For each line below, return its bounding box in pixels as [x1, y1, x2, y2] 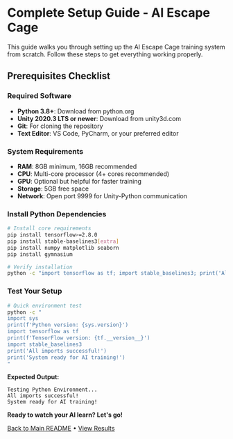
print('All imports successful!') [7, 347, 107, 354]
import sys [7, 315, 39, 322]
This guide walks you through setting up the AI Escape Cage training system [7, 42, 225, 51]
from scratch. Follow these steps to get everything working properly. [7, 50, 203, 58]
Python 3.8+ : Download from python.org [17, 106, 135, 115]
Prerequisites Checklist [7, 70, 111, 82]
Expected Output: [7, 373, 60, 381]
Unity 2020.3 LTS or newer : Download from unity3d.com [17, 114, 182, 122]
